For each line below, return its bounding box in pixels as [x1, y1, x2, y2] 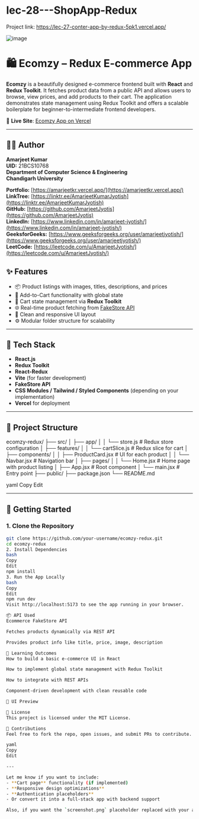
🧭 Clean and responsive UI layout [14, 310, 96, 318]
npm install [6, 569, 36, 575]
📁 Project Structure [6, 423, 78, 433]
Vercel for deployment [14, 399, 70, 407]
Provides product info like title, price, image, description [6, 640, 163, 645]
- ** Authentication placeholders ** [6, 791, 94, 797]
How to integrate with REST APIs [6, 677, 89, 683]
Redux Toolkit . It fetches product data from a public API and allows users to [6, 87, 191, 94]
